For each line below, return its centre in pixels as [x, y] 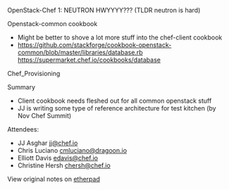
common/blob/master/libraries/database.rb [80, 52]
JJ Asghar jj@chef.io [48, 143]
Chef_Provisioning [34, 74]
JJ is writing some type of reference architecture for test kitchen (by [117, 108]
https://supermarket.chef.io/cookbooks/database [89, 60]
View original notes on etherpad [54, 179]
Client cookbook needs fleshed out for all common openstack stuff [114, 101]
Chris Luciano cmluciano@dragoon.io [72, 150]
